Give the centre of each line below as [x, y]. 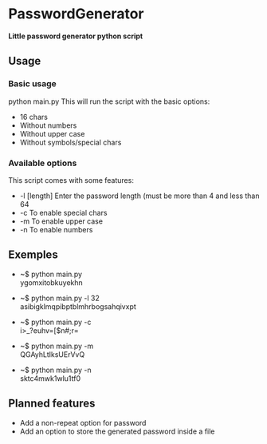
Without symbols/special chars [71, 142]
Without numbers [48, 125]
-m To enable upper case [61, 221]
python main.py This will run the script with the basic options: [109, 101]
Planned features [52, 404]
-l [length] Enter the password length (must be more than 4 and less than [139, 196]
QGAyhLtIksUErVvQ [52, 354]
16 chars [33, 117]
